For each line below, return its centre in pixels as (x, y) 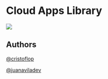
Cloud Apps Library (54, 11)
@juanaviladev (24, 70)
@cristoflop (20, 59)
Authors (21, 45)
